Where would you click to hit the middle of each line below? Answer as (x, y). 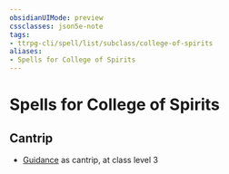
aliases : (26, 52)
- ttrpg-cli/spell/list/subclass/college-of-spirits (111, 43)
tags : (20, 34)
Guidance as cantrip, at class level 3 (90, 160)
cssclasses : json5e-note (56, 26)
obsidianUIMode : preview (56, 18)
